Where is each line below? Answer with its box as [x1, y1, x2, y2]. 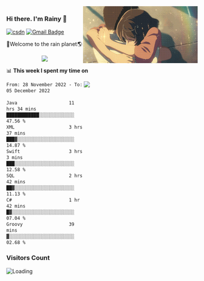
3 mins [6, 155, 23, 161]
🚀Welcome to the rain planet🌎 [6, 41, 83, 48]
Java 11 [6, 100, 75, 106]
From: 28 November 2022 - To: [6, 82, 83, 88]
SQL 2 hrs [6, 173, 83, 179]
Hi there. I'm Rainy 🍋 [6, 15, 67, 23]
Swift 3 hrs [6, 149, 83, 155]
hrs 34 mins [6, 106, 36, 112]
